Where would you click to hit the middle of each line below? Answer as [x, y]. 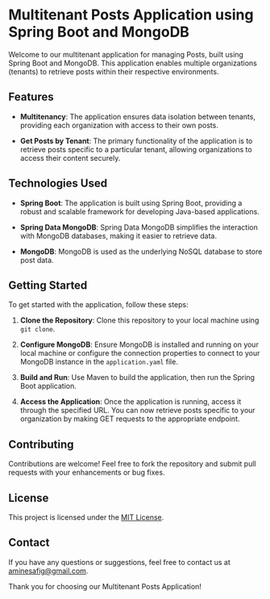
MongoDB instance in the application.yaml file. [99, 362]
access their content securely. [70, 158]
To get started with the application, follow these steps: [99, 305]
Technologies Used [58, 183]
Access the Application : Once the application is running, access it [131, 402]
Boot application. [48, 386]
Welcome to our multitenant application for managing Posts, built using [126, 54]
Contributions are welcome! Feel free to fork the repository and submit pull [132, 464]
